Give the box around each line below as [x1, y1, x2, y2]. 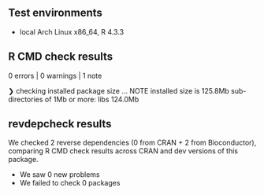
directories [8, 94, 43, 104]
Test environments [8, 6, 102, 20]
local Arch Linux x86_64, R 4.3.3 [19, 27, 125, 36]
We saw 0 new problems [19, 170, 100, 179]
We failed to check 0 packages [19, 178, 121, 188]
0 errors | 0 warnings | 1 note [8, 71, 102, 80]
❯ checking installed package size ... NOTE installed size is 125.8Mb [8, 86, 230, 95]
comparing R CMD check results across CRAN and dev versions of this [8, 146, 239, 156]
